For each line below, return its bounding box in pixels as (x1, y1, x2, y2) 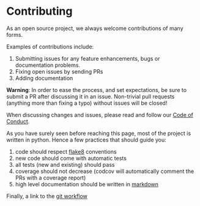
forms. (6, 31, 23, 38)
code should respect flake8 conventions (15, 148, 117, 155)
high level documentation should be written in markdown (15, 180, 159, 188)
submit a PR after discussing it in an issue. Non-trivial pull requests (6, 93, 175, 100)
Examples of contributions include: (6, 43, 94, 50)
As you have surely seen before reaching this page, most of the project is (6, 129, 191, 137)
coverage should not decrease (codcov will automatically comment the (15, 167, 194, 175)
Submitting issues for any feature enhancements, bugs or (15, 55, 160, 62)
